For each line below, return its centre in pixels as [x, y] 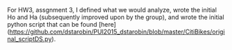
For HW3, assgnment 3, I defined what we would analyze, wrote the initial [112, 10]
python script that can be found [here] [62, 24]
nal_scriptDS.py [29, 39]
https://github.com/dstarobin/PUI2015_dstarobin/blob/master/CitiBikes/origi [117, 32]
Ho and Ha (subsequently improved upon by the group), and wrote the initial [116, 17]
